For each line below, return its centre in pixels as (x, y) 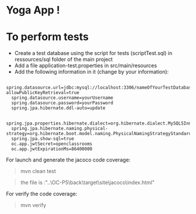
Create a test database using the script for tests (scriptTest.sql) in (93, 53)
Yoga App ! (33, 10)
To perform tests (48, 37)
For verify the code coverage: (42, 194)
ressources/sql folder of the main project (64, 60)
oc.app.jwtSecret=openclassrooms (52, 144)
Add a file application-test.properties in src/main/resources (86, 65)
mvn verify (33, 205)
